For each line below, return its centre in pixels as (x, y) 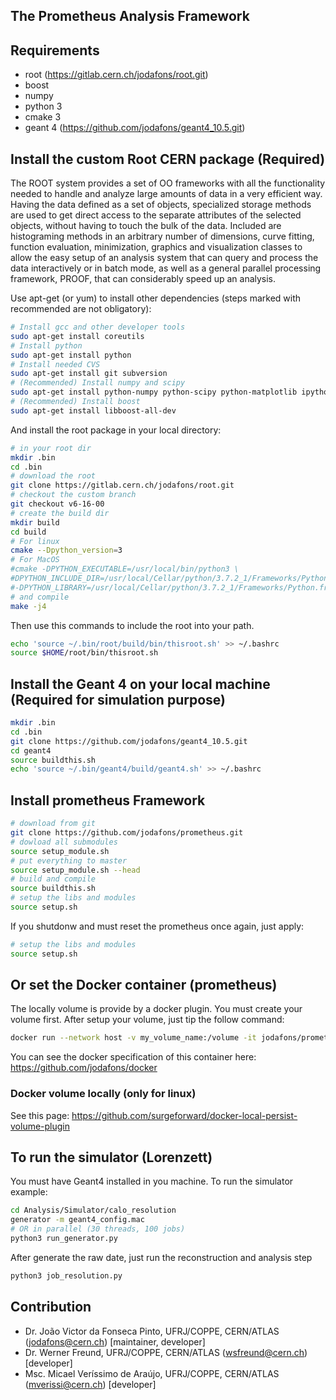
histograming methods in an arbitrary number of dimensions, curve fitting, (162, 236)
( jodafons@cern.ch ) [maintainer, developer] (115, 1341)
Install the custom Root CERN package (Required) (168, 159)
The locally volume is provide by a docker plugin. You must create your (156, 1009)
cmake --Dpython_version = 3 (66, 550)
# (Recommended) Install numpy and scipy (98, 383)
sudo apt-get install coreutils (77, 336)
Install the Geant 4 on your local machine (140, 684)
